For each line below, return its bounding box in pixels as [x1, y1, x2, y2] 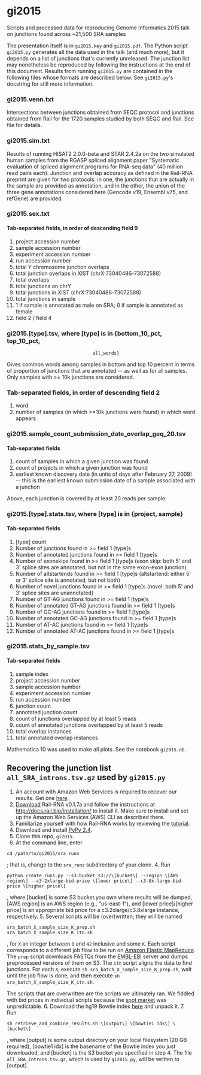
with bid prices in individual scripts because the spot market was [7, 997, 167, 1004]
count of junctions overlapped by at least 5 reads [15, 715, 137, 722]
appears [15, 415, 36, 422]
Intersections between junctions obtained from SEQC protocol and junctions [7, 109, 194, 116]
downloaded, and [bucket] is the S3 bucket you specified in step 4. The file [7, 1049, 192, 1056]
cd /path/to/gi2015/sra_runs [7, 851, 80, 857]
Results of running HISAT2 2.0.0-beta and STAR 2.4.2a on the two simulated [7, 150, 194, 157]
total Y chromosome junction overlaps [15, 263, 109, 270]
